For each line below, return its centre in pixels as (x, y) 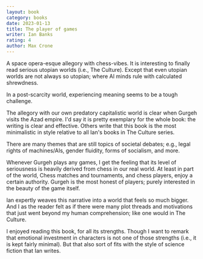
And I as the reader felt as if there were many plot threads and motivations (100, 206)
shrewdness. (22, 82)
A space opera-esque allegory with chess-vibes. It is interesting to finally (98, 63)
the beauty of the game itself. (43, 188)
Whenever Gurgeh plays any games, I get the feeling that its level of (91, 162)
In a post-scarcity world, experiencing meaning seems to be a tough (92, 94)
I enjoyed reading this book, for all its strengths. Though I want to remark (98, 231)
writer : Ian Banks (30, 35)
